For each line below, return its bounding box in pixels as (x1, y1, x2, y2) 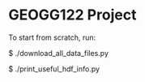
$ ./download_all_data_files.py (8, 48, 109, 58)
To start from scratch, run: (8, 32, 96, 42)
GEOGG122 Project (8, 6, 137, 24)
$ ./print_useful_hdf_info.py (8, 63, 100, 74)
